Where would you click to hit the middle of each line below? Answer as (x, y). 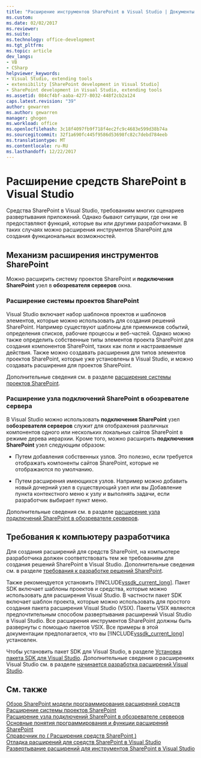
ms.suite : (19, 34)
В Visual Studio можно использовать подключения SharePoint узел (93, 419)
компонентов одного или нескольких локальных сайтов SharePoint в (94, 432)
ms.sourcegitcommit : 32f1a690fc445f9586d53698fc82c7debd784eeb (87, 135)
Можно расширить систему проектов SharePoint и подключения (90, 279)
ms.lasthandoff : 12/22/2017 (41, 151)
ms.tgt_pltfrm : (25, 46)
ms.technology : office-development (51, 40)
